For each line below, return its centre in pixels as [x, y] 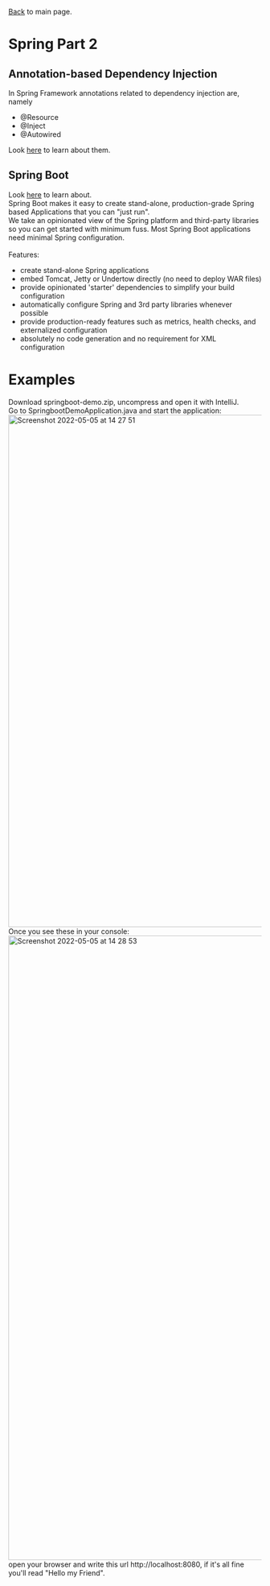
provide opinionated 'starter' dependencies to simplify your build [127, 287]
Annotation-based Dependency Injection [113, 74]
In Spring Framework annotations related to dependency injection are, [124, 93]
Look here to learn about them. [59, 150]
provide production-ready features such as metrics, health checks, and [138, 321]
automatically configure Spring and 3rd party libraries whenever [126, 304]
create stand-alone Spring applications [84, 270]
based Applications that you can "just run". [79, 212]
